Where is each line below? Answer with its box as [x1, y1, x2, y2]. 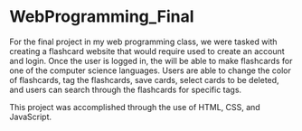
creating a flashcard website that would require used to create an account [9, 45, 285, 56]
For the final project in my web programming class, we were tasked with [9, 36, 278, 47]
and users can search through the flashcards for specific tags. [9, 84, 242, 95]
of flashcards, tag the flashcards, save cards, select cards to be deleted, [9, 74, 279, 85]
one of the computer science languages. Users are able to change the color [9, 65, 291, 76]
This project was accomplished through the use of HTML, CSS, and [9, 101, 260, 112]
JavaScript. [9, 111, 52, 122]
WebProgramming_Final [9, 6, 194, 27]
